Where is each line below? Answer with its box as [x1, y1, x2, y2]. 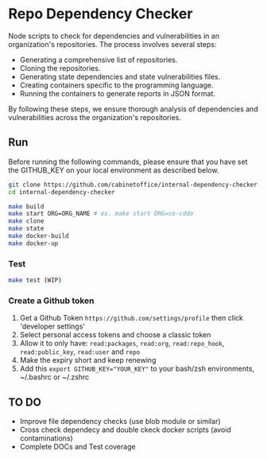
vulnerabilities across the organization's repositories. [8, 112, 181, 122]
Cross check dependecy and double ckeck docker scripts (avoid [19, 425, 232, 434]
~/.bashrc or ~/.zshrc [19, 372, 90, 382]
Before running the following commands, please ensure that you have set [8, 157, 248, 166]
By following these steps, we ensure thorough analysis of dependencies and [8, 104, 258, 114]
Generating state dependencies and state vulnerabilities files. [19, 72, 221, 81]
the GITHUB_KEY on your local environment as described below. [8, 165, 219, 175]
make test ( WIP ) [8, 276, 62, 285]
